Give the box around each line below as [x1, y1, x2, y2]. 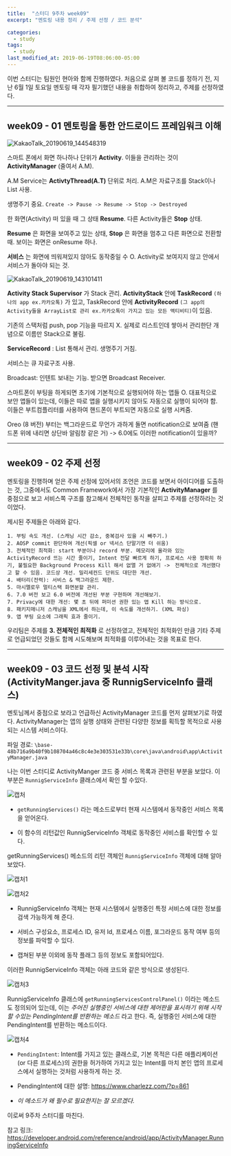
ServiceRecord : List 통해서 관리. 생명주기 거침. [7, 344, 137, 352]
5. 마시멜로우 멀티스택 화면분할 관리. [7, 584, 100, 590]
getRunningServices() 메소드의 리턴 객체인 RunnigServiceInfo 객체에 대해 [7, 852, 209, 860]
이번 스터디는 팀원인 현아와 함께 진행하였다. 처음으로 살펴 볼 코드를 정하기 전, [7, 74, 212, 83]
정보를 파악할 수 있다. [16, 936, 74, 945]
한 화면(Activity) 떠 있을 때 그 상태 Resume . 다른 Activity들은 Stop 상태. [7, 215, 203, 223]
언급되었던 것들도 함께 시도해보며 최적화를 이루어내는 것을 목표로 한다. [14, 635, 201, 643]
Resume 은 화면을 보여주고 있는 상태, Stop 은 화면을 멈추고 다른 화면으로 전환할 [7, 229, 222, 237]
